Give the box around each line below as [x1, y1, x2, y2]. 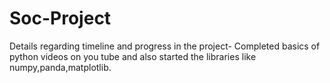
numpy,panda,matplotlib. [9, 61, 112, 73]
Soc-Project [9, 7, 112, 30]
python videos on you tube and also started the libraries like [9, 50, 257, 62]
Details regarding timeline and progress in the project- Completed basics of [9, 40, 321, 52]
